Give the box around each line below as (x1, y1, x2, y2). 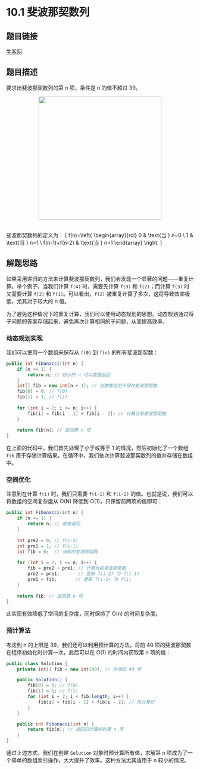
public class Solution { (6, 660, 68, 666)
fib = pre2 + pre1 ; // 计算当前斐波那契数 (27, 565, 126, 571)
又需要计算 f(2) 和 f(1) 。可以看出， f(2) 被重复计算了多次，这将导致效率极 (6, 290, 190, 297)
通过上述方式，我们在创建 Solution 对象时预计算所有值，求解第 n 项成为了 (6, 749, 188, 756)
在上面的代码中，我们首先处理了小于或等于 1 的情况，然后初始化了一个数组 (6, 444, 189, 451)
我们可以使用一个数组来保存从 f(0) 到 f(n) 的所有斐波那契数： (6, 349, 159, 356)
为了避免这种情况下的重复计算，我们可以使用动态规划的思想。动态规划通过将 (6, 310, 194, 317)
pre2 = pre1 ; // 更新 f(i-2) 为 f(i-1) (27, 571, 140, 577)
